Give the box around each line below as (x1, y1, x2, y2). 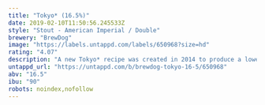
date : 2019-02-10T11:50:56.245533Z (8, 19, 125, 27)
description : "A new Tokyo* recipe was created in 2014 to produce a (8, 56, 242, 64)
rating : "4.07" (8, 48, 58, 56)
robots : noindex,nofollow (8, 84, 93, 93)
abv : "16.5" (8, 70, 47, 78)
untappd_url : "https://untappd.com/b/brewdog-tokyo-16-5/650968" (8, 63, 227, 71)
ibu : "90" (8, 77, 41, 85)
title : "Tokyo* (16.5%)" (8, 11, 90, 20)
